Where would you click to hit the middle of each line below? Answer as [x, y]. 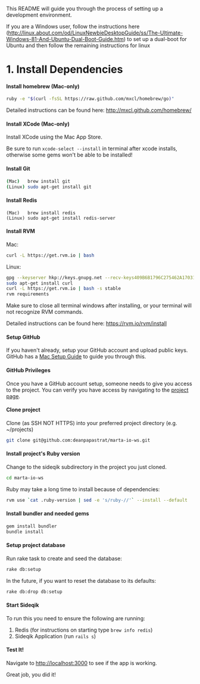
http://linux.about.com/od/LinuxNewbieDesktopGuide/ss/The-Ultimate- [96, 33]
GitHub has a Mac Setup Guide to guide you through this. [76, 357]
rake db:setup [24, 569]
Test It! [15, 650]
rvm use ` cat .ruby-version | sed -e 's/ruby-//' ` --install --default [97, 500]
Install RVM [21, 231]
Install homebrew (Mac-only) [43, 86]
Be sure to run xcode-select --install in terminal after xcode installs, [92, 149]
